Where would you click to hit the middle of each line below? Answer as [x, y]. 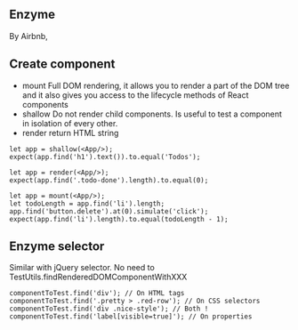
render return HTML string [70, 133]
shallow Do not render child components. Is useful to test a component [152, 114]
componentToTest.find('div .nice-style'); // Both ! [109, 309]
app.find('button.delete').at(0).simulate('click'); [109, 211]
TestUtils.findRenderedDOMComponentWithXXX [98, 277]
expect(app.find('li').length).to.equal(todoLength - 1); [119, 219]
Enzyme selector [57, 247]
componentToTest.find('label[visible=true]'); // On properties [131, 317]
